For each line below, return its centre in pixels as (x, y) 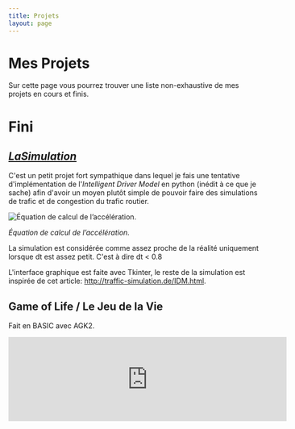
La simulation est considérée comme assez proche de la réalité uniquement (134, 248)
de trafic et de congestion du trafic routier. (79, 202)
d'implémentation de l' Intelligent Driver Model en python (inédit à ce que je (132, 184)
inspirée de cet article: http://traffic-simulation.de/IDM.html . (108, 281)
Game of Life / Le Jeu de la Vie (86, 306)
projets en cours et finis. (49, 94)
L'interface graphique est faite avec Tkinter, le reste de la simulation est (127, 273)
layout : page (30, 23)
